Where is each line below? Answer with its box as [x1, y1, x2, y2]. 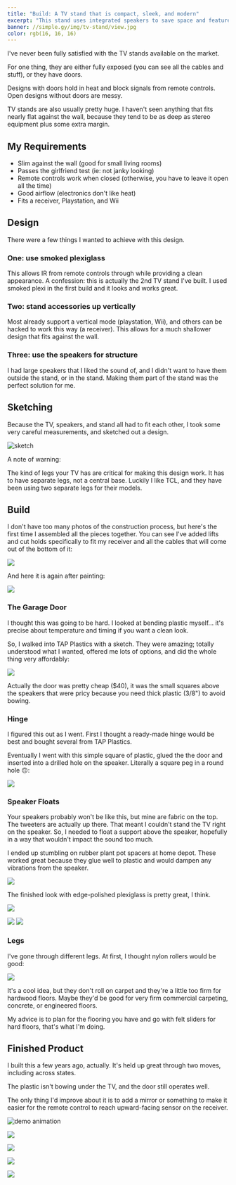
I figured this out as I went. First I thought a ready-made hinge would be [7, 730, 215, 738]
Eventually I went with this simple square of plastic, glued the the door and [7, 751, 223, 759]
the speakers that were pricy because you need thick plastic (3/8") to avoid [7, 689, 226, 697]
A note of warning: [7, 455, 61, 463]
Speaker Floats [7, 797, 60, 806]
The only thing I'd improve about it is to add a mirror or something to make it [7, 1096, 228, 1105]
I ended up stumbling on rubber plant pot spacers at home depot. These [7, 849, 216, 857]
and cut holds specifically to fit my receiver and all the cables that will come [7, 538, 227, 546]
